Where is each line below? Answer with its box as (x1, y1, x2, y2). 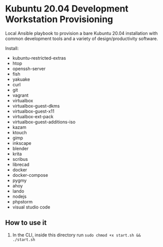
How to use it (5, 218, 47, 227)
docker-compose (12, 172, 48, 178)
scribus (12, 156, 28, 162)
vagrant (12, 92, 29, 98)
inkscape (12, 140, 31, 146)
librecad (12, 161, 29, 167)
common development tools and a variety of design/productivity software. (5, 36, 158, 42)
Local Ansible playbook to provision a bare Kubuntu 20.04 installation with (5, 30, 158, 36)
